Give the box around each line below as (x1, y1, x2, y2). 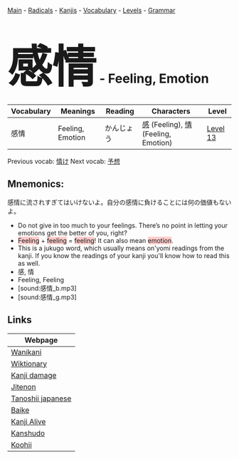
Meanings (60, 106, 95, 116)
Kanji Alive (11, 416, 46, 426)
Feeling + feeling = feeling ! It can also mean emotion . (17, 236, 174, 244)
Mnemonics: (7, 178, 65, 190)
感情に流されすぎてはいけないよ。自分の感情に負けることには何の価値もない (7, 197, 232, 206)
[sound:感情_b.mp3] (17, 284, 77, 292)
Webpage (24, 335, 58, 345)
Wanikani (11, 347, 42, 357)
